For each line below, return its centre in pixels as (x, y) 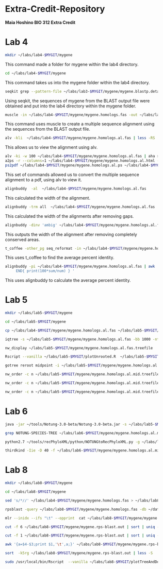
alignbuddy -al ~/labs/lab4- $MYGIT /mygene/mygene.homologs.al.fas (76, 189)
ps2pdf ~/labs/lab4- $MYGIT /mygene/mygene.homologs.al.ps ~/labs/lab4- (78, 165)
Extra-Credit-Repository (55, 9)
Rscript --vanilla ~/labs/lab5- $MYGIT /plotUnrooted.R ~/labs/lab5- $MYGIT (82, 357)
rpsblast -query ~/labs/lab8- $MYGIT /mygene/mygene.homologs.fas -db (76, 509)
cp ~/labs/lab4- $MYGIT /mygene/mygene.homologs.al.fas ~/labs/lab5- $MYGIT (81, 330)
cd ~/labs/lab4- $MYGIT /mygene (36, 73)
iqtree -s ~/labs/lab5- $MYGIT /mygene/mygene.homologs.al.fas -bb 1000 (78, 339)
